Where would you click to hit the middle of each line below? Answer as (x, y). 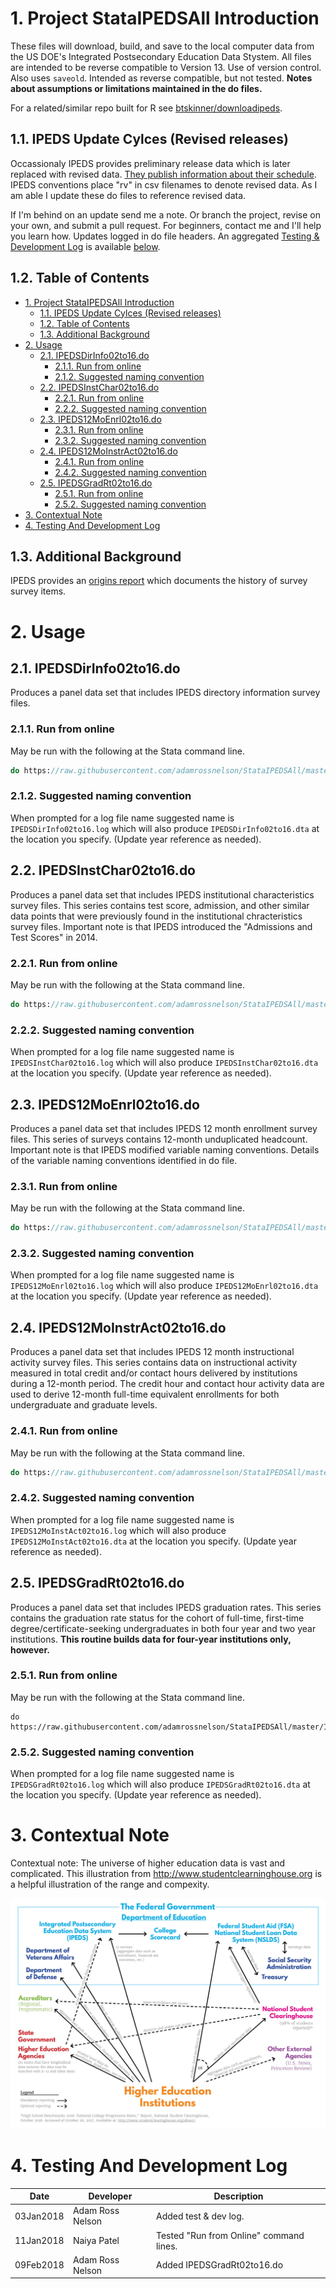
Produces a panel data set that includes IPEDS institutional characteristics (162, 894)
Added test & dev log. (200, 2216)
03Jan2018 (39, 2216)
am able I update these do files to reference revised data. (128, 195)
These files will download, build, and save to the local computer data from (162, 46)
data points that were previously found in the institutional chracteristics (156, 916)
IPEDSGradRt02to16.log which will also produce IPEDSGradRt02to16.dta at (160, 1784)
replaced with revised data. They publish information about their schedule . (163, 174)
